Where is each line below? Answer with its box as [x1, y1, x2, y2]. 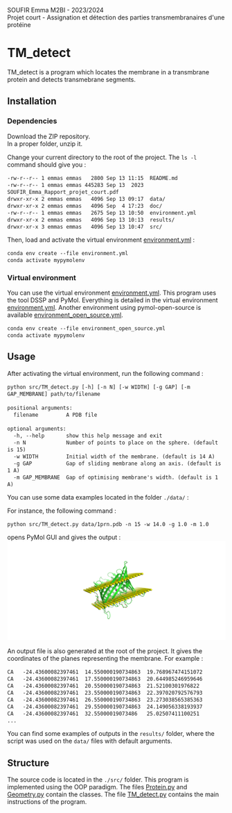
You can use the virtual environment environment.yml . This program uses [7, 288, 217, 297]
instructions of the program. [7, 797, 87, 805]
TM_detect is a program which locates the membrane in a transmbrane [7, 67, 210, 76]
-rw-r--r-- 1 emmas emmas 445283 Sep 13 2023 [7, 181, 144, 188]
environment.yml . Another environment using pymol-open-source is [7, 303, 202, 311]
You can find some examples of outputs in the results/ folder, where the [7, 730, 215, 738]
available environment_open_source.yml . [7, 311, 123, 319]
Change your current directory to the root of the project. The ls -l [7, 153, 197, 161]
